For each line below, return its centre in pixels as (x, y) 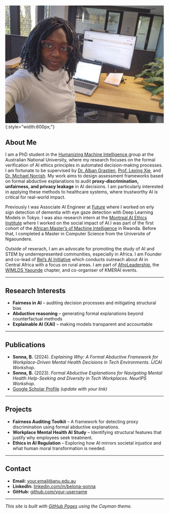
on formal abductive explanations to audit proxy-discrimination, (72, 181)
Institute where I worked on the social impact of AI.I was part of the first (79, 223)
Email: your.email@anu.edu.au (44, 481)
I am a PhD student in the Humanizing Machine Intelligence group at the (80, 154)
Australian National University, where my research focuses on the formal (80, 160)
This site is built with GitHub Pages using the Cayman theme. (69, 506)
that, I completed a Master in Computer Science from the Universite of (78, 234)
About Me (21, 142)
